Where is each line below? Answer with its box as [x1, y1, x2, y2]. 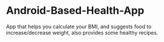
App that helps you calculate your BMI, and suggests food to [6, 23, 152, 30]
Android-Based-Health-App [6, 4, 145, 17]
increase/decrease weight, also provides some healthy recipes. [6, 29, 159, 36]
